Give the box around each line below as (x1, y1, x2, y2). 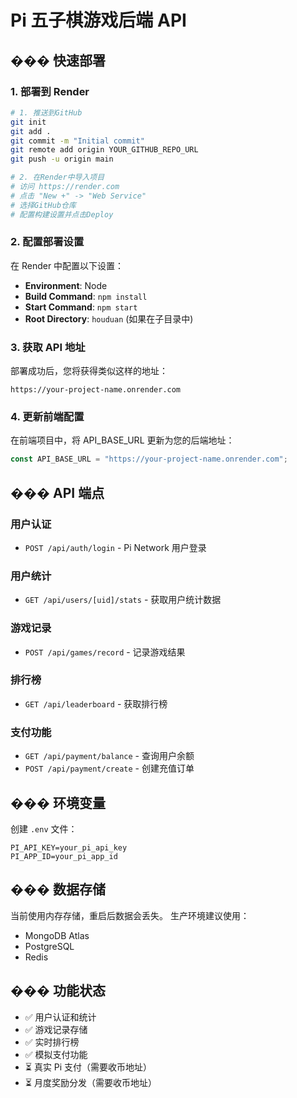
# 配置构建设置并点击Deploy (10, 209, 114, 220)
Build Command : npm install (24, 290, 148, 302)
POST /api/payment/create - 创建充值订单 (24, 762, 195, 775)
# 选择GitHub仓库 (10, 200, 77, 210)
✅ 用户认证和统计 (24, 1011, 97, 1023)
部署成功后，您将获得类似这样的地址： (10, 365, 168, 377)
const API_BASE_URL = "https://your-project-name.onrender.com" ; (10, 454, 288, 465)
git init (10, 117, 47, 127)
